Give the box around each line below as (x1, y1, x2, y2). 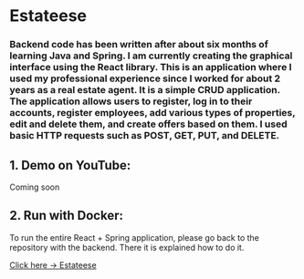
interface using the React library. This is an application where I (9, 61, 292, 74)
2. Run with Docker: (9, 208, 123, 223)
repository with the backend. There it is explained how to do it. (9, 242, 245, 253)
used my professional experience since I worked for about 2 (9, 72, 281, 85)
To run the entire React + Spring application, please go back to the (9, 232, 260, 243)
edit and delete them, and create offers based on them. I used (9, 118, 288, 130)
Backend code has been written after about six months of (9, 38, 269, 51)
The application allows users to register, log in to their (9, 95, 253, 108)
